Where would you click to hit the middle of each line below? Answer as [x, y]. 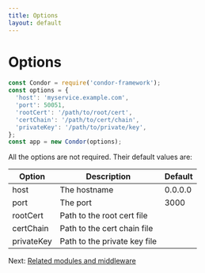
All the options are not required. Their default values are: [100, 157]
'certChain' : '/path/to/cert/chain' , [78, 119]
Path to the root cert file [104, 216]
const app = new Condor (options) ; [65, 142]
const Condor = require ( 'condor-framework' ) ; [84, 83]
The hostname [87, 190]
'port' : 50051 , [40, 105]
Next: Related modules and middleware [72, 261]
